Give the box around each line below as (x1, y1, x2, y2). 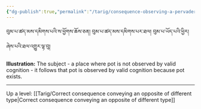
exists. (6, 73, 23, 80)
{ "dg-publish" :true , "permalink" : (6, 8, 90, 15)
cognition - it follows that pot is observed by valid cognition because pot (6, 66, 185, 73)
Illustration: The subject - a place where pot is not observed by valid (6, 60, 176, 67)
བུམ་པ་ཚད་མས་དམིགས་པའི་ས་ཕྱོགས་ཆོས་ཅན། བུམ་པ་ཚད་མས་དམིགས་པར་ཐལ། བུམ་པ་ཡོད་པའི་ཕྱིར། (6, 27, 190, 35)
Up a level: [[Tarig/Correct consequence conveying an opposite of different (6, 90, 192, 97)
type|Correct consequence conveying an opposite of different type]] (6, 96, 175, 103)
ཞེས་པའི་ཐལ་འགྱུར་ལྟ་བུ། (6, 42, 51, 49)
